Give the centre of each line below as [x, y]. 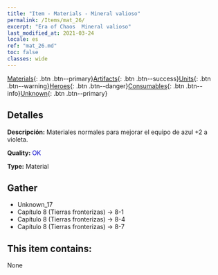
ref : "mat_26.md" [32, 46]
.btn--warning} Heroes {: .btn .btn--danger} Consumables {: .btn [96, 86]
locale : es [23, 40]
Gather [22, 188]
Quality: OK [24, 153]
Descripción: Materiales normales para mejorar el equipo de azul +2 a [107, 132]
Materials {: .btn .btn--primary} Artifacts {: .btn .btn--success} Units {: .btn [109, 78]
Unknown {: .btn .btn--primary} [64, 93]
